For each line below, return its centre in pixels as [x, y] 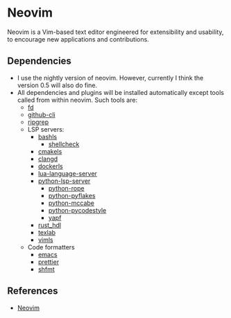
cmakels [50, 151]
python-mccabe [71, 203]
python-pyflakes [72, 195]
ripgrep [38, 122]
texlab [47, 232]
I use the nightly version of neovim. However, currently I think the [110, 78]
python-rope [66, 188]
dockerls [51, 166]
